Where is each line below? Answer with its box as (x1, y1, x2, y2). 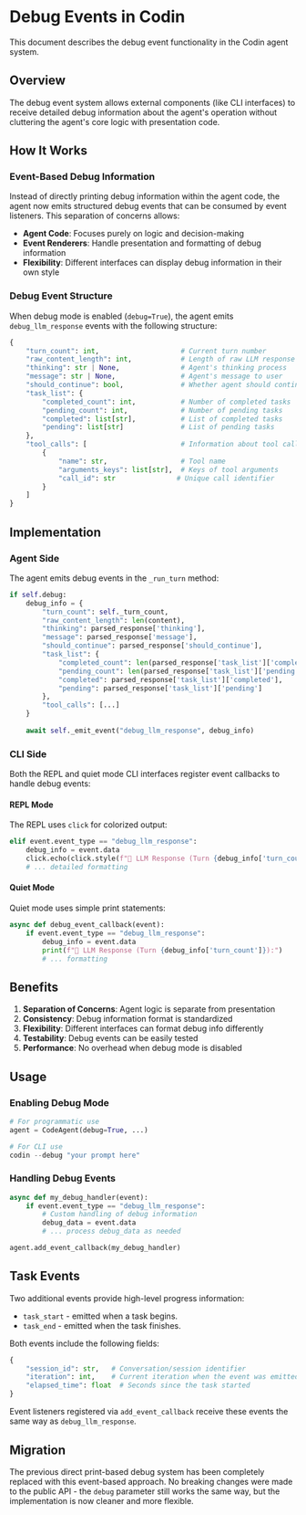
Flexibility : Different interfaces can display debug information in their (22, 258, 282, 268)
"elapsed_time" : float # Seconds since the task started (25, 1381, 250, 1390)
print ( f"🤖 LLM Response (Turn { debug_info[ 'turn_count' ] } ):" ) (42, 945, 283, 955)
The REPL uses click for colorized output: (9, 819, 168, 830)
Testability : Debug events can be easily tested (22, 1033, 199, 1044)
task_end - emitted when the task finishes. (22, 1320, 181, 1331)
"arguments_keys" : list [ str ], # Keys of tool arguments (57, 465, 280, 474)
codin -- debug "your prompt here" (9, 1151, 141, 1160)
